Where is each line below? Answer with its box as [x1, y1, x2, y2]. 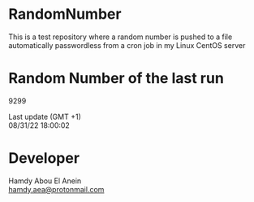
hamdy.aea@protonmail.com [8, 184, 105, 194]
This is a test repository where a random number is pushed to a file [8, 32, 233, 42]
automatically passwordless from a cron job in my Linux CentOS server [8, 40, 246, 50]
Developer [8, 149, 80, 168]
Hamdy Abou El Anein [8, 176, 82, 186]
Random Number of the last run [8, 69, 225, 88]
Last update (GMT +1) [8, 112, 81, 121]
